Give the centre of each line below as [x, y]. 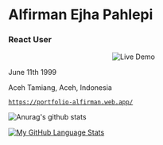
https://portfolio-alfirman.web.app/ [71, 102]
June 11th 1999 [33, 72]
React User [30, 40]
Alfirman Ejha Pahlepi [81, 15]
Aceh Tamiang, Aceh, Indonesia [60, 88]
